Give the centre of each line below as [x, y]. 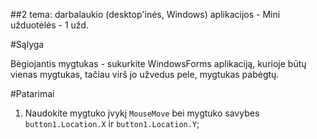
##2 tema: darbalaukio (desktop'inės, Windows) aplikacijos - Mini [145, 14]
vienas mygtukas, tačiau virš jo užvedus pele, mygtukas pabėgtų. [145, 74]
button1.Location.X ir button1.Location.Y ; [112, 123]
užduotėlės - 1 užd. [49, 25]
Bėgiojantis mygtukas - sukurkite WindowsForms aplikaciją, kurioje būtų [158, 63]
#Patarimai [32, 93]
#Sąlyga [27, 44]
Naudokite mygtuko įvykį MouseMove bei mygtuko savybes [142, 113]
